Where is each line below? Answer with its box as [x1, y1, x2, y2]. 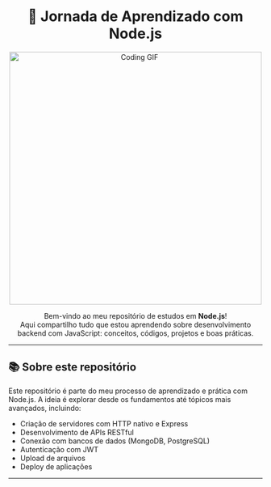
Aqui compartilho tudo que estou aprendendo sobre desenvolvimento [19, 320, 252, 329]
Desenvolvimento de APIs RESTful [19, 427, 135, 437]
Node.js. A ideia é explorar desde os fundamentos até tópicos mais [8, 394, 231, 404]
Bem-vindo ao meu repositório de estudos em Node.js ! [44, 311, 227, 320]
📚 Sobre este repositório [8, 360, 137, 375]
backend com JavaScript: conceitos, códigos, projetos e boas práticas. [17, 328, 254, 338]
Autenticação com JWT [19, 444, 99, 454]
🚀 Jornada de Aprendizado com [27, 7, 244, 26]
